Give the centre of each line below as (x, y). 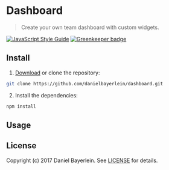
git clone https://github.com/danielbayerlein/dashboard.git (85, 83)
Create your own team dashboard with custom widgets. (90, 27)
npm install (21, 106)
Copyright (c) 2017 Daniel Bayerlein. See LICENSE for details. (82, 160)
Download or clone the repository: (57, 73)
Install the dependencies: (46, 95)
